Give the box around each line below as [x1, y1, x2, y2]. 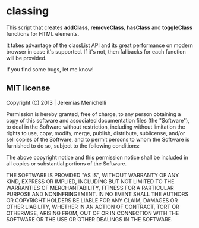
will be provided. [6, 54, 47, 61]
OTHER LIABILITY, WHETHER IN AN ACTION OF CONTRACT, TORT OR [6, 203, 179, 210]
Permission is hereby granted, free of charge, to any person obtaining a [6, 110, 181, 117]
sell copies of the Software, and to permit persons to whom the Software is [6, 136, 190, 143]
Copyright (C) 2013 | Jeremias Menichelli [6, 99, 106, 106]
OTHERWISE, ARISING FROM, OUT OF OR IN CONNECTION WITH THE [6, 210, 179, 217]
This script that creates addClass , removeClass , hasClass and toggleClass [6, 24, 193, 31]
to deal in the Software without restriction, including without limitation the [6, 123, 185, 130]
